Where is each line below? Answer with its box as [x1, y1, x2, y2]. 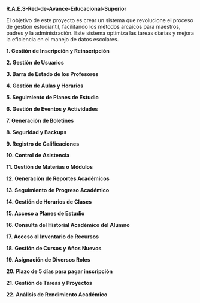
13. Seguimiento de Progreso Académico [6, 187, 110, 193]
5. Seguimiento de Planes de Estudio [6, 94, 99, 101]
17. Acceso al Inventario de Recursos [6, 233, 99, 240]
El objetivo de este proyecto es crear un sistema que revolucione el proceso [6, 17, 193, 23]
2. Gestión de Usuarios [6, 59, 64, 66]
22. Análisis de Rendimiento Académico [6, 291, 108, 298]
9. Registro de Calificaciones [6, 140, 80, 147]
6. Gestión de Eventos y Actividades [6, 105, 98, 113]
